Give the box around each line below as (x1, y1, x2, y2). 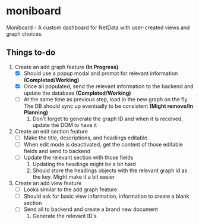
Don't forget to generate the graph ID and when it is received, (32, 115, 183, 122)
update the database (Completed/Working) (23, 89, 132, 97)
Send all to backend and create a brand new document (23, 206, 159, 213)
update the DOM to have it (32, 121, 97, 129)
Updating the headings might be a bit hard (32, 161, 136, 168)
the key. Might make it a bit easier (32, 173, 115, 181)
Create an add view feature (14, 180, 82, 187)
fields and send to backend (23, 148, 91, 155)
